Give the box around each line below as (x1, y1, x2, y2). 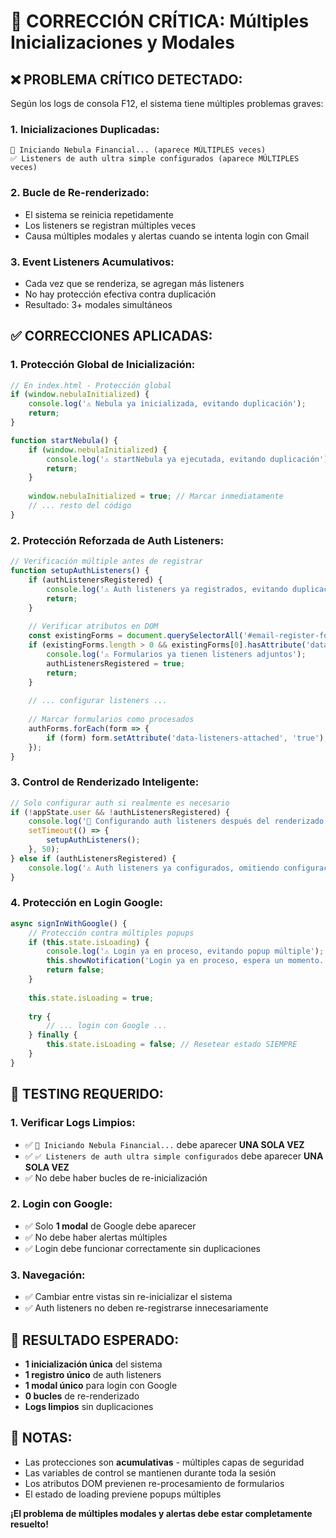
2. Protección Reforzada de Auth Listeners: (10, 533, 225, 547)
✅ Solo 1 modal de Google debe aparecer (24, 1220, 197, 1232)
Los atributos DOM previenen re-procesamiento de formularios (24, 1477, 285, 1489)
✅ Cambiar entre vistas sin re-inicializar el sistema (24, 1291, 233, 1303)
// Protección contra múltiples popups (28, 928, 195, 938)
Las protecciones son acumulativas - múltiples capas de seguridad (24, 1456, 305, 1468)
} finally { (28, 1030, 78, 1040)
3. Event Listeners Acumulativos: (10, 255, 175, 269)
